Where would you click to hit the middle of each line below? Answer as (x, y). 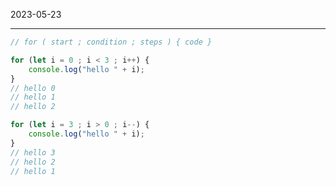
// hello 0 (33, 88)
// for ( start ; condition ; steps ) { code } (111, 42)
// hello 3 (33, 152)
